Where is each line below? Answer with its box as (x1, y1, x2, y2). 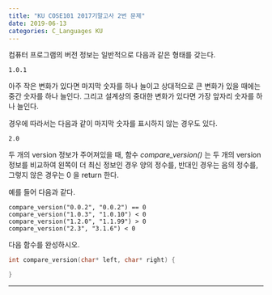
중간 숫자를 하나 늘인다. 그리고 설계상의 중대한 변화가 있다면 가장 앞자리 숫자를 (8, 91, 255, 101)
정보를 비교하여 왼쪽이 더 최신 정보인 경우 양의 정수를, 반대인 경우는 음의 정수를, (8, 160, 259, 170)
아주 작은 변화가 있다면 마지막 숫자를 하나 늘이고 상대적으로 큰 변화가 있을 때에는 (8, 82, 261, 91)
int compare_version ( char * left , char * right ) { (8, 256, 176, 264)
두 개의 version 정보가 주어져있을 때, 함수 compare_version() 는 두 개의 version (8, 150, 261, 160)
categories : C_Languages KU (8, 27, 104, 35)
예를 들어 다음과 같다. (8, 188, 75, 197)
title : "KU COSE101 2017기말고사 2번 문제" (8, 11, 146, 20)
